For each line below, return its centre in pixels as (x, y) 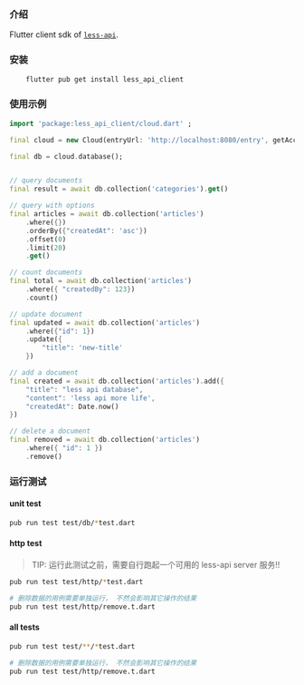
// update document (46, 314)
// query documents (46, 181)
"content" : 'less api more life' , (90, 398)
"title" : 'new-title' (83, 348)
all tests (25, 627)
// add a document (44, 373)
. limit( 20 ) (46, 248)
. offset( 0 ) (46, 239)
